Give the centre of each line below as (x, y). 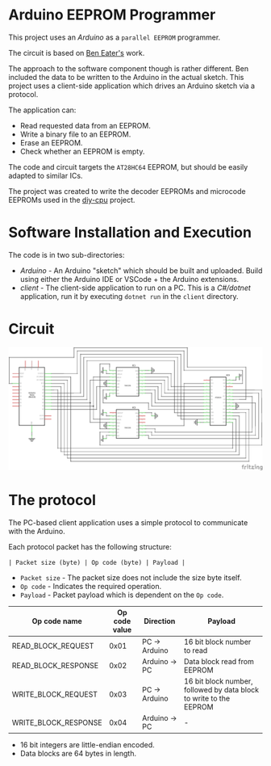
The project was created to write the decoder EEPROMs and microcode (127, 191)
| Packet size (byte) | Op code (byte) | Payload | (97, 562)
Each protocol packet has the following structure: (90, 546)
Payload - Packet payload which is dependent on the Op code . (122, 595)
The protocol (52, 501)
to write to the (207, 699)
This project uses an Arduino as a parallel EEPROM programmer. (115, 37)
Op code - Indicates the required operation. (91, 586)
